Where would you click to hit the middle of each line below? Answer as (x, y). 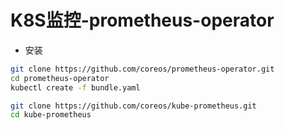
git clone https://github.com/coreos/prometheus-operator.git (142, 69)
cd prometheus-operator (60, 78)
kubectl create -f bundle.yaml (75, 87)
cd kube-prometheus (51, 115)
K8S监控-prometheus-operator (142, 20)
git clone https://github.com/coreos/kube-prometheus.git (133, 106)
